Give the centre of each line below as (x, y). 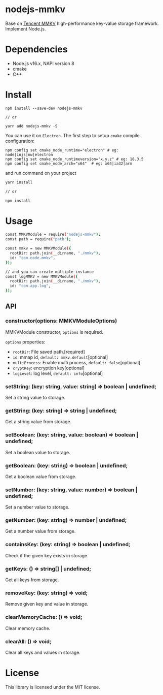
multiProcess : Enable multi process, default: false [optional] (76, 362)
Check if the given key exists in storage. (47, 555)
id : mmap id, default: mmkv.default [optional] (60, 357)
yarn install (19, 182)
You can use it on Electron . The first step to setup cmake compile (73, 135)
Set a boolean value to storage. (38, 452)
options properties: (25, 342)
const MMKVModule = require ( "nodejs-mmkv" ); (53, 235)
